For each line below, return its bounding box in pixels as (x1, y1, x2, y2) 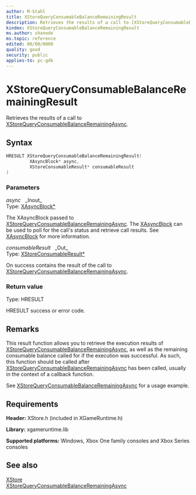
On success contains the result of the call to (6, 262, 112, 269)
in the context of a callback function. (6, 371, 94, 378)
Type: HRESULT (6, 296, 44, 303)
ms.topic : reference (6, 36, 57, 42)
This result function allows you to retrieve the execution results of (6, 340, 163, 347)
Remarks (6, 324, 40, 334)
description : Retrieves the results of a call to (6, 19, 129, 25)
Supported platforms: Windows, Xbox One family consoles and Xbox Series (6, 437, 190, 444)
